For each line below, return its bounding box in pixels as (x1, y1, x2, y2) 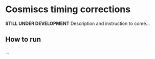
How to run (5, 35, 41, 44)
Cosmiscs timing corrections (5, 4, 131, 15)
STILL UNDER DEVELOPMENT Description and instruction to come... (5, 20, 150, 26)
